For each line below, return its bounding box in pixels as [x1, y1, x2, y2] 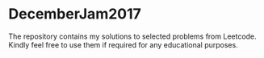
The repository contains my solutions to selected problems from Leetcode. [8, 31, 257, 41]
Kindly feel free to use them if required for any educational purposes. [8, 39, 238, 49]
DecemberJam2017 [8, 5, 141, 23]
